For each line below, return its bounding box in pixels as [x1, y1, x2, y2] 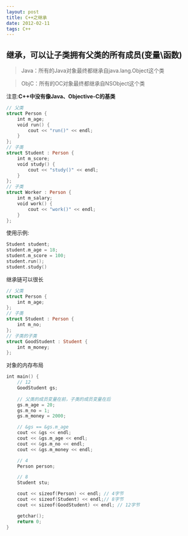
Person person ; [17, 463, 56, 469]
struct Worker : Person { [6, 189, 71, 196]
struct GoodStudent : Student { [6, 338, 88, 344]
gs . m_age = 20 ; [17, 401, 56, 408]
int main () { [6, 374, 39, 380]
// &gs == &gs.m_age [17, 424, 69, 430]
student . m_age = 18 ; [6, 247, 59, 253]
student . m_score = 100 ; [6, 253, 66, 259]
